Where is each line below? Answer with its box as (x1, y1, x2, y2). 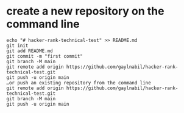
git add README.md (6, 47, 53, 54)
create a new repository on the (6, 4, 165, 18)
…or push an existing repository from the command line (6, 80, 151, 86)
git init (6, 43, 29, 49)
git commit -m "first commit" (6, 53, 83, 59)
